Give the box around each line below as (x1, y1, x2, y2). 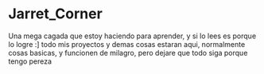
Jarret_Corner (8, 5, 103, 23)
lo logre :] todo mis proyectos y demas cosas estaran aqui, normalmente (8, 39, 246, 49)
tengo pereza (8, 56, 52, 66)
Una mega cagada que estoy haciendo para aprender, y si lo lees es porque (8, 31, 257, 41)
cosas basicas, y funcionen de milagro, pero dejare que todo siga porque (8, 48, 248, 57)
